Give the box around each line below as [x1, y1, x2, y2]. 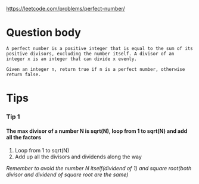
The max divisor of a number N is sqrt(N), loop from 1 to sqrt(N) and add [6, 127, 188, 135]
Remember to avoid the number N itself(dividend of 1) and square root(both [6, 165, 192, 172]
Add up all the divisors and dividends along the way [14, 153, 142, 160]
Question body [6, 26, 82, 39]
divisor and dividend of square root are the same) [6, 171, 129, 178]
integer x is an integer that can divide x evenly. [6, 56, 137, 62]
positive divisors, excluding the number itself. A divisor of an [6, 51, 175, 57]
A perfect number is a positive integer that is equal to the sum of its [6, 45, 194, 51]
